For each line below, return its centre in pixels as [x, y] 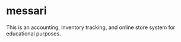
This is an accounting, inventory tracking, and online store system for [91, 27]
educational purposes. [34, 33]
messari [26, 11]
